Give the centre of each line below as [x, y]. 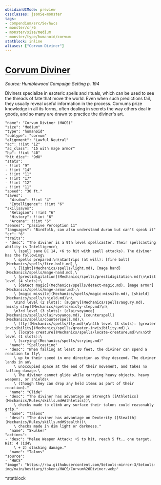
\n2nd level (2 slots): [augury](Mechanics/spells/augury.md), [80, 302]
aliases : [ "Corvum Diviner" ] [35, 46]
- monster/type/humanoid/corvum [38, 37]
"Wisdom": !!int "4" [30, 200]
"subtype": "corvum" [26, 136]
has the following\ [25, 255]
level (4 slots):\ [24, 281]
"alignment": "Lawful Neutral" [37, 140]
